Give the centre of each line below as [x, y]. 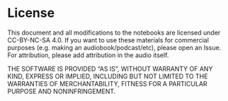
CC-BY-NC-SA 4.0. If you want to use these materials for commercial [108, 40]
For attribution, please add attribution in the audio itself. [88, 55]
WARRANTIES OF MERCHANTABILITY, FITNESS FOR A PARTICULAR [107, 83]
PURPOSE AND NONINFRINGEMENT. [62, 91]
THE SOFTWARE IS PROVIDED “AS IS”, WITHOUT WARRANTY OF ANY [110, 69]
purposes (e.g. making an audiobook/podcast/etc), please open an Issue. [114, 47]
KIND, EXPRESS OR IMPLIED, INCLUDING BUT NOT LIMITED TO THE [108, 76]
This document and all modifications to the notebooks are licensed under [114, 32]
